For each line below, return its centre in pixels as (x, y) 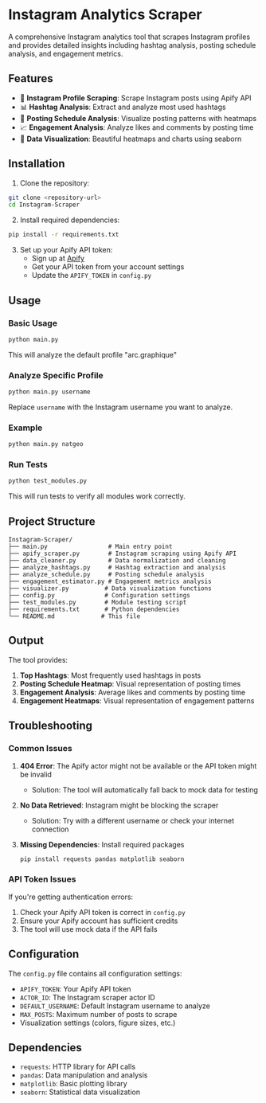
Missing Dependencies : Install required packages (102, 844)
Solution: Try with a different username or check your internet (133, 820)
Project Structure (52, 521)
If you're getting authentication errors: (71, 897)
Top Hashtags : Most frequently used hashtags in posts (110, 675)
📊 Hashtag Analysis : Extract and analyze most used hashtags (123, 107)
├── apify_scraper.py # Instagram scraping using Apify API (123, 554)
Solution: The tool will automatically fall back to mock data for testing (145, 789)
